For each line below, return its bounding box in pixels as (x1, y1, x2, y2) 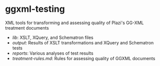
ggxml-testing (5, 3, 65, 15)
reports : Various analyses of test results (12, 50, 94, 56)
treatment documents (5, 25, 49, 31)
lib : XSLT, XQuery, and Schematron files (12, 34, 94, 40)
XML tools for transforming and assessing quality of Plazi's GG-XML (5, 20, 144, 26)
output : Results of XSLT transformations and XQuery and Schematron (12, 39, 154, 45)
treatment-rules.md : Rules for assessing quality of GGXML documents (12, 55, 156, 61)
